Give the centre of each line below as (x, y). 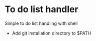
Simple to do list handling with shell (41, 23)
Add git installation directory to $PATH (52, 33)
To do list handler (41, 9)
